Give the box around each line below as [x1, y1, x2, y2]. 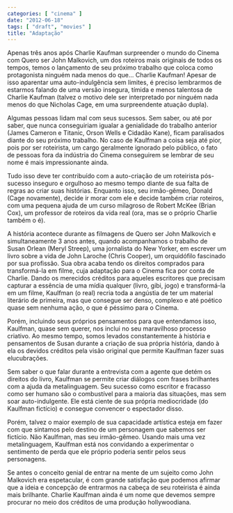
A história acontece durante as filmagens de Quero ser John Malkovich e [7, 230, 216, 238]
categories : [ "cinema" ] [7, 10, 82, 17]
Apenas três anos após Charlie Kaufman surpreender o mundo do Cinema [7, 49, 220, 57]
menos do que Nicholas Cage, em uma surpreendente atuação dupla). [7, 100, 209, 109]
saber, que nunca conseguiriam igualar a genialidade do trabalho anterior [7, 121, 218, 129]
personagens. [7, 455, 47, 464]
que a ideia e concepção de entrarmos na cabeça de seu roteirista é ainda [7, 483, 220, 491]
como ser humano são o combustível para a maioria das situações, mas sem [7, 390, 227, 398]
